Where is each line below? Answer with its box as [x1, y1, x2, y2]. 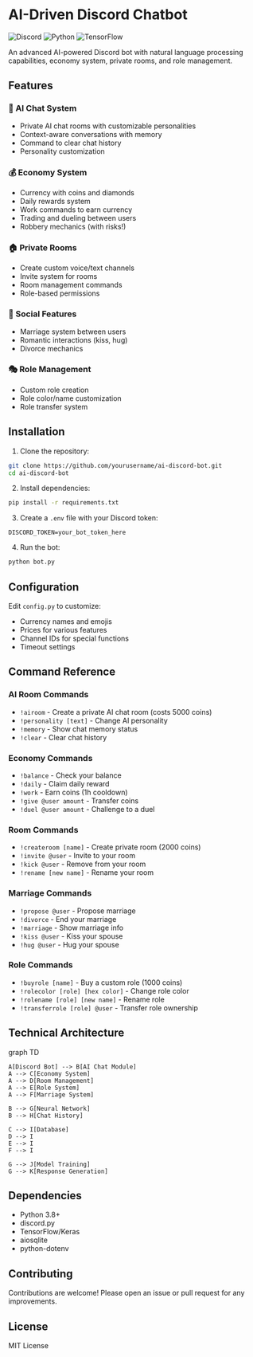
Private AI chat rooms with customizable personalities [19, 121, 197, 131]
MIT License [8, 1341, 49, 1351]
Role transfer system [19, 402, 88, 411]
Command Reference [8, 665, 116, 679]
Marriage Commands [8, 888, 92, 899]
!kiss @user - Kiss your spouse [19, 931, 123, 941]
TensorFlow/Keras [19, 1227, 80, 1237]
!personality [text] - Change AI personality [19, 716, 169, 725]
